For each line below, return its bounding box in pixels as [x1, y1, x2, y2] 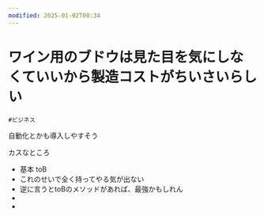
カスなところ [8, 147, 50, 157]
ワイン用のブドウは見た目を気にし [8, 48, 231, 66]
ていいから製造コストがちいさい [21, 68, 230, 85]
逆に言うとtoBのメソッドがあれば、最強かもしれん [19, 184, 183, 194]
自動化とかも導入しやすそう [8, 131, 99, 140]
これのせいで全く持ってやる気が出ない [19, 174, 145, 184]
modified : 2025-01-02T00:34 [8, 11, 101, 20]
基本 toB [19, 164, 47, 174]
